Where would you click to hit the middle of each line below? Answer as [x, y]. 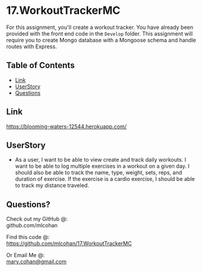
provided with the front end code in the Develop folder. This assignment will [99, 33]
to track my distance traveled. [52, 185]
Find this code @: [28, 237]
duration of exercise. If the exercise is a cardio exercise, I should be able [105, 179]
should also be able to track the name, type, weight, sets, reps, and [98, 173]
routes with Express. [32, 46]
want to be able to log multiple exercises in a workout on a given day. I [102, 166]
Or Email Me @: [26, 255]
